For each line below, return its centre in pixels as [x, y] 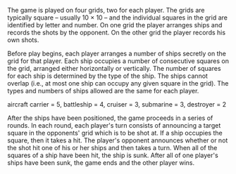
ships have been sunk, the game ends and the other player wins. [101, 163]
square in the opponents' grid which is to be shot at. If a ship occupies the [115, 133]
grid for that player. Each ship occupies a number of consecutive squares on [118, 61]
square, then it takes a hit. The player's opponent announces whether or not [118, 140]
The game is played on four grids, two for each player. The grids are [106, 10]
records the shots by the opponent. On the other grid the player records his [117, 32]
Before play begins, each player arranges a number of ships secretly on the [117, 53]
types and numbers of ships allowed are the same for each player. [103, 91]
